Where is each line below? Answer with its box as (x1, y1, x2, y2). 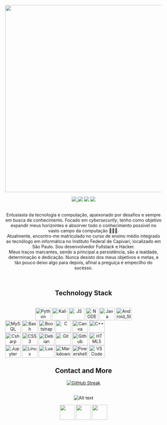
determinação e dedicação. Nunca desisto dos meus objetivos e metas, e (8, 254, 159, 260)
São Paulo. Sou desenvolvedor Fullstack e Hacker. (32, 244, 135, 249)
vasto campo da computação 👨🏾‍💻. (48, 228, 119, 233)
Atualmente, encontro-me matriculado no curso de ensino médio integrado (6, 233, 161, 239)
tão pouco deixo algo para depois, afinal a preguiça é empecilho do (14, 259, 153, 265)
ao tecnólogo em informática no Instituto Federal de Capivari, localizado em (5, 238, 162, 244)
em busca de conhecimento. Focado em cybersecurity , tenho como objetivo (5, 217, 162, 223)
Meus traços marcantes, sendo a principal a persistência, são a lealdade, (8, 249, 159, 255)
